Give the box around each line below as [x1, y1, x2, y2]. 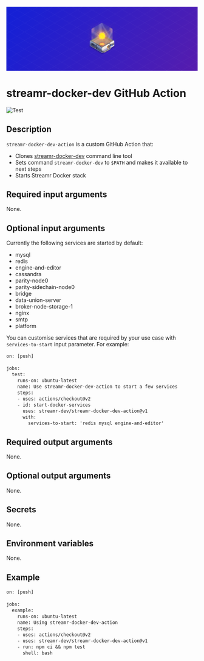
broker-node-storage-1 [15, 303, 73, 310]
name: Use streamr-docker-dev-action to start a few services [17, 384, 178, 390]
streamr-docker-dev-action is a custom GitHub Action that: [6, 140, 154, 148]
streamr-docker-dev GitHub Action [6, 87, 186, 101]
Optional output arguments [6, 471, 111, 481]
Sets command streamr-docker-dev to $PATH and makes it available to [15, 159, 188, 166]
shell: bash [22, 650, 53, 656]
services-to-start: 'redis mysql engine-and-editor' [28, 420, 165, 427]
